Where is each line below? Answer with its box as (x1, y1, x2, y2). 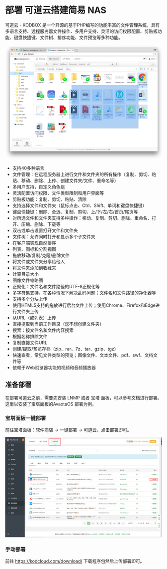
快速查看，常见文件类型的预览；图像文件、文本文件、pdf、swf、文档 (12, 352, 154, 358)
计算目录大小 (12, 271, 39, 277)
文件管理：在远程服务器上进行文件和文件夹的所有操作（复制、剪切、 (12, 172, 152, 178)
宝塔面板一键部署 (5, 414, 46, 421)
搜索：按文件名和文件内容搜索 (12, 327, 74, 333)
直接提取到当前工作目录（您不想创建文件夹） (12, 321, 104, 327)
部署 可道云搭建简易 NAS (5, 4, 107, 16)
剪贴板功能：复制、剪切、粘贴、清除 (12, 196, 87, 202)
